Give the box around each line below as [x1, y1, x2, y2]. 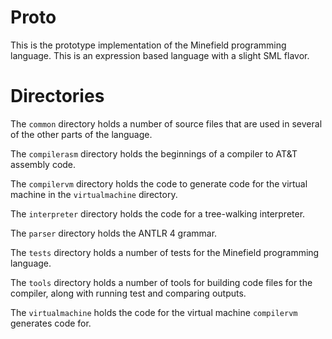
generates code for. [10, 317, 92, 329]
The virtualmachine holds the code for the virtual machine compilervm [10, 306, 298, 318]
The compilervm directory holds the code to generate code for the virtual [10, 177, 308, 190]
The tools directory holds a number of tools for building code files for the [10, 276, 313, 288]
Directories [10, 85, 105, 108]
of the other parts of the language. [10, 128, 153, 140]
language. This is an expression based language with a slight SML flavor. [10, 49, 310, 61]
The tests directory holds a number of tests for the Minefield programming [10, 246, 320, 258]
